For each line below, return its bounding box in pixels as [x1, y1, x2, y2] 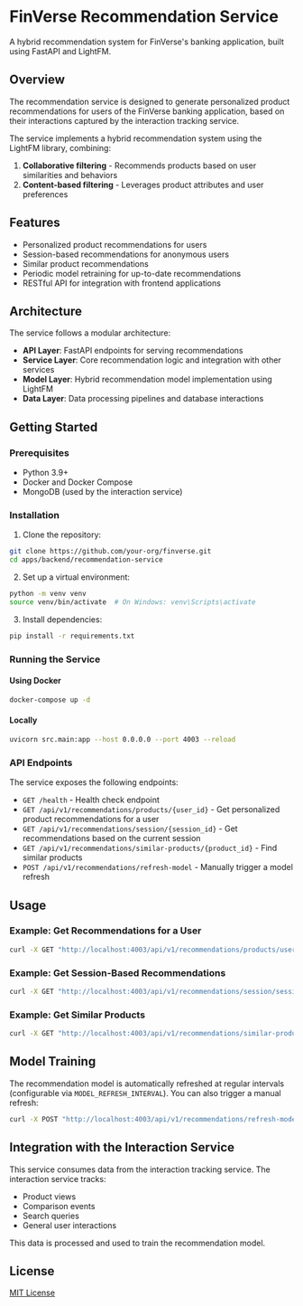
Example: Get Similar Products [9, 1008, 146, 1021]
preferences [22, 188, 69, 200]
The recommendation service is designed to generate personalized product [9, 96, 290, 107]
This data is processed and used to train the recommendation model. [9, 1237, 266, 1248]
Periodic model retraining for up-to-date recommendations [22, 268, 242, 279]
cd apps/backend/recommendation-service [9, 555, 164, 564]
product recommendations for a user [22, 814, 160, 825]
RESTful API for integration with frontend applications [22, 278, 221, 289]
